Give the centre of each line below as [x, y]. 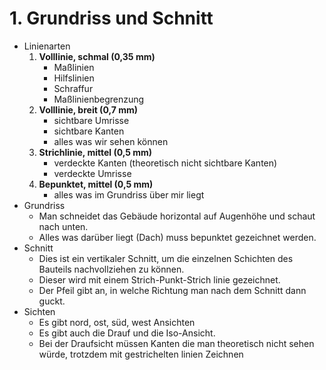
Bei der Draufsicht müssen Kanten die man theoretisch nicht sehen [176, 343]
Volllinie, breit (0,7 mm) [88, 109]
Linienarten [47, 46]
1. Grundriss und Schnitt [111, 18]
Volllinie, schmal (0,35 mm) [97, 56]
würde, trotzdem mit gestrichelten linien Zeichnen [141, 354]
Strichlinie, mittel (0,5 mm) [95, 152]
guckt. [52, 301]
